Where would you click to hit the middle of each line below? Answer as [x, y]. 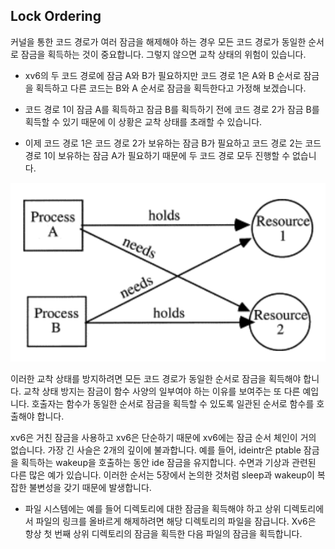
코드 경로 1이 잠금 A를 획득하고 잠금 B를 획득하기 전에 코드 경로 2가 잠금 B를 [172, 109]
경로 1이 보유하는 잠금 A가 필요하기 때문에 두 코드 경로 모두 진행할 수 [157, 155]
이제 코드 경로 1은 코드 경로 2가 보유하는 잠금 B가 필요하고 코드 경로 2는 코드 [173, 143]
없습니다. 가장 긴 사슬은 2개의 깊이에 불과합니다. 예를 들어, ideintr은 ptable [156, 450]
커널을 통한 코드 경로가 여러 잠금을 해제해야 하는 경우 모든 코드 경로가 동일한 [158, 41]
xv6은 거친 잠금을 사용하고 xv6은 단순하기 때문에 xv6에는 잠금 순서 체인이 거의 [163, 437]
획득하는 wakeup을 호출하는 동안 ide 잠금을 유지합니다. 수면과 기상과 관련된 [168, 462]
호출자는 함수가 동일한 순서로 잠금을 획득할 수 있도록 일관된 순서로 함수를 [173, 403]
